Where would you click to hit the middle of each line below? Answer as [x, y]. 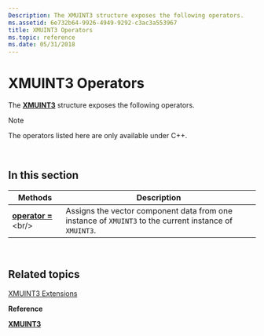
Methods [35, 197]
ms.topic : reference [42, 37]
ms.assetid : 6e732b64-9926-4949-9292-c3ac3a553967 [93, 23]
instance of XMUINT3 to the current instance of [149, 221]
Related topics [44, 274]
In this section [44, 175]
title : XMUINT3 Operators [50, 30]
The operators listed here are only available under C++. [98, 136]
